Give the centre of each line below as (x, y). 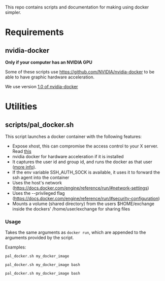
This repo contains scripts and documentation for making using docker (77, 7)
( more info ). (24, 167)
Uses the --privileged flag (38, 193)
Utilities (21, 107)
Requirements (34, 32)
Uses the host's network (37, 183)
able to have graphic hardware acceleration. (50, 77)
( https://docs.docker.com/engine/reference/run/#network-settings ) (81, 188)
